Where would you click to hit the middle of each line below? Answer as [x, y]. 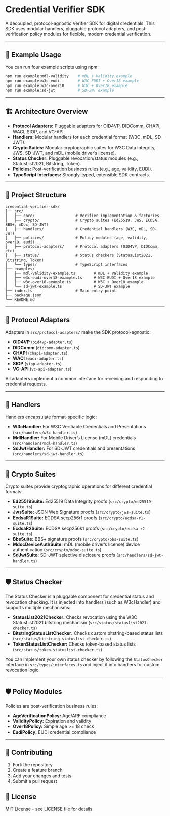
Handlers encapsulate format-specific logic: [51, 417]
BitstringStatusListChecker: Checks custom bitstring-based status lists [88, 633]
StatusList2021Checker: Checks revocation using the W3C [75, 617]
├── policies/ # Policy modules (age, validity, [81, 238]
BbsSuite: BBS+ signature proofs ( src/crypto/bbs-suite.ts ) [75, 539]
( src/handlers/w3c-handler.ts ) [45, 432]
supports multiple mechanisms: [38, 608]
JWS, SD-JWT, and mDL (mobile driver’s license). [64, 153]
